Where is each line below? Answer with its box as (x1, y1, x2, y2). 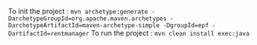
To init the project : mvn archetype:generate (8, 7, 149, 16)
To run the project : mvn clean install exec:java (90, 29, 250, 37)
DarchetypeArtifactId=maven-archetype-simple (8, 22, 160, 29)
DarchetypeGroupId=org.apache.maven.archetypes (8, 15, 167, 22)
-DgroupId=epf (162, 22, 210, 29)
